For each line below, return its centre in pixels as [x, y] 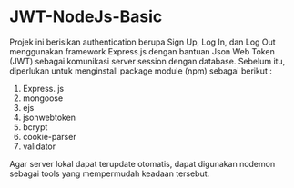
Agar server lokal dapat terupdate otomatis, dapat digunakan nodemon [142, 163]
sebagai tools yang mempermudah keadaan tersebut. [110, 173]
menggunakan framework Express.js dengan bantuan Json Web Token [142, 51]
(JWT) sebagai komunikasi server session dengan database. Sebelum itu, [147, 61]
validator [39, 146]
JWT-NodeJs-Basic [86, 17]
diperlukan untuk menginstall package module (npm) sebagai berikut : [141, 71]
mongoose [43, 98]
